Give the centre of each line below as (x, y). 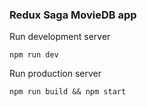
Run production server (55, 74)
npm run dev (34, 55)
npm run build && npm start (68, 92)
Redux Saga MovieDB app (73, 15)
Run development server (60, 37)
